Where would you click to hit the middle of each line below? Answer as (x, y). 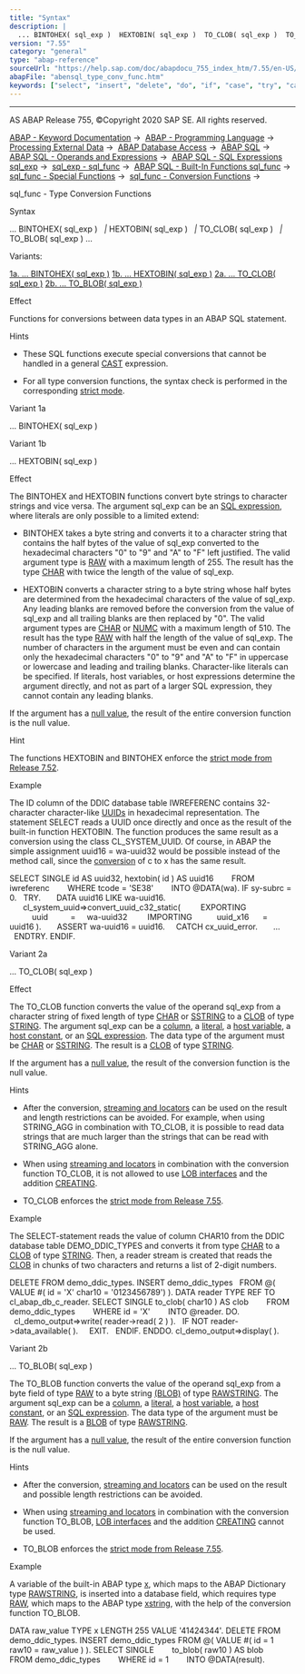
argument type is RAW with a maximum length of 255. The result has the (158, 562)
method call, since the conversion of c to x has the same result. (128, 860)
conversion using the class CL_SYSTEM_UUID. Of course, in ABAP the (140, 841)
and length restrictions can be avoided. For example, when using (143, 1117)
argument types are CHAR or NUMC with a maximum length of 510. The (157, 628)
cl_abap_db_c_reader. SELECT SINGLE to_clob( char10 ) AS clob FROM (150, 1302)
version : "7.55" (40, 43)
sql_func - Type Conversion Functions (80, 193)
